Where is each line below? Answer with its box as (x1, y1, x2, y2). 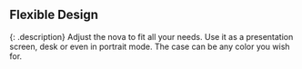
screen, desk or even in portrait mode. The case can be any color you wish (9, 41, 290, 52)
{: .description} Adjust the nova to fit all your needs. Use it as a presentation (9, 31, 294, 42)
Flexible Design (9, 7, 98, 23)
